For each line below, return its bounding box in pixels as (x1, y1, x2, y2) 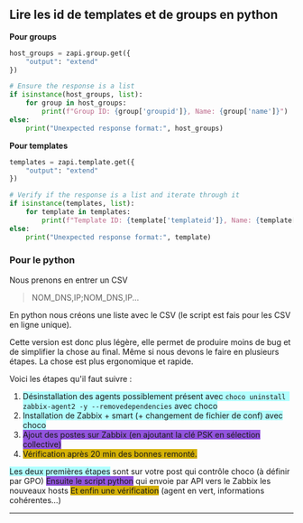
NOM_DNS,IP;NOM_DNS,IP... (31, 292, 140, 303)
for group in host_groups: (25, 98, 127, 107)
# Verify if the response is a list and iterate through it (9, 191, 241, 200)
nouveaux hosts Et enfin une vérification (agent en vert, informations (9, 485, 265, 496)
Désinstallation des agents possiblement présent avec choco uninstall (22, 390, 287, 401)
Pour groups (9, 31, 57, 42)
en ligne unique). (9, 319, 72, 330)
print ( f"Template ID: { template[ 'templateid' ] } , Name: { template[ (41, 216, 297, 225)
